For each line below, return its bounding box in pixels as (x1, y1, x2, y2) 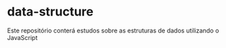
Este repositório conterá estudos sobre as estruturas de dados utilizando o (7, 26, 219, 34)
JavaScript (7, 33, 38, 41)
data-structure (7, 4, 94, 20)
